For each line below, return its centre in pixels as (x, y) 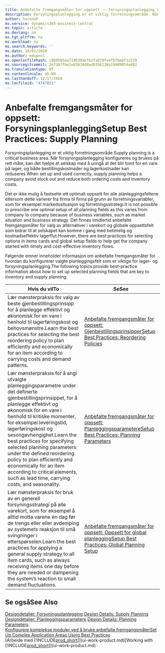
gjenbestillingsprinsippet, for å (42, 398)
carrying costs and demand (39, 359)
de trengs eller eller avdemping (43, 523)
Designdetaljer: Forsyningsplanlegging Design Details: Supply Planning (77, 614)
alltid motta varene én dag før (41, 517)
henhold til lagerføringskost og (43, 322)
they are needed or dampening (43, 572)
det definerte (23, 391)
